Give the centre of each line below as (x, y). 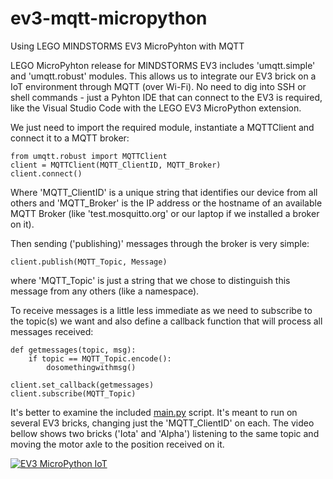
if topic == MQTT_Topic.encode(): (100, 358)
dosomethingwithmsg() (91, 367)
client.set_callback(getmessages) (82, 385)
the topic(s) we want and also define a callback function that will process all (166, 321)
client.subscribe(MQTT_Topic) (73, 393)
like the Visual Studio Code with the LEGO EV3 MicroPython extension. (156, 108)
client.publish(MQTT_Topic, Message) (89, 262)
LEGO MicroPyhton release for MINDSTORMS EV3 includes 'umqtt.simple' (163, 65)
